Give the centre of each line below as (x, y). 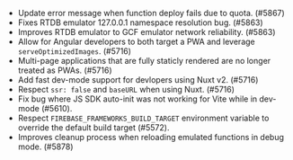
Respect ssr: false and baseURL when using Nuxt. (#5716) (126, 89)
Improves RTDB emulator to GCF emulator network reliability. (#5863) (146, 32)
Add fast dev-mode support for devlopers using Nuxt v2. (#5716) (138, 80)
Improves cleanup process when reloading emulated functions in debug (151, 137)
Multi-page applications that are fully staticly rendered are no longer (144, 61)
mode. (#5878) (45, 147)
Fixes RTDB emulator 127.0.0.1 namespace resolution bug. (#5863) (140, 22)
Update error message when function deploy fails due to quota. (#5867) (151, 13)
